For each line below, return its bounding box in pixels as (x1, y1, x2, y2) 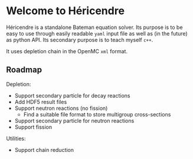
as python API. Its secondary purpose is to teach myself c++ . (6, 36, 153, 43)
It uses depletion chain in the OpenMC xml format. (6, 47, 128, 54)
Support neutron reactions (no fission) (14, 105, 108, 112)
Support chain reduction (14, 146, 74, 153)
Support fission (14, 123, 53, 131)
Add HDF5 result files (14, 98, 67, 105)
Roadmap (6, 65, 42, 75)
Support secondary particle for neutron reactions (14, 117, 135, 124)
